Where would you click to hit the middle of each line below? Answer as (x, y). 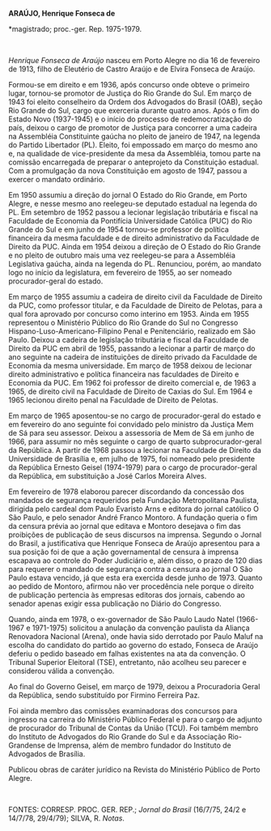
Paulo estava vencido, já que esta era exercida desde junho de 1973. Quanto (135, 577)
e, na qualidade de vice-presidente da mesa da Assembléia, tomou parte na (135, 153)
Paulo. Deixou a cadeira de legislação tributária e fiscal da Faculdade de (129, 340)
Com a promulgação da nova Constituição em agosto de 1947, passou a (128, 170)
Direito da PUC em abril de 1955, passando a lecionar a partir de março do (132, 348)
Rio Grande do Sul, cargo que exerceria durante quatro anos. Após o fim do (134, 111)
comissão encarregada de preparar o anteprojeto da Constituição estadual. (134, 162)
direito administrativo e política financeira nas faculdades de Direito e (124, 374)
